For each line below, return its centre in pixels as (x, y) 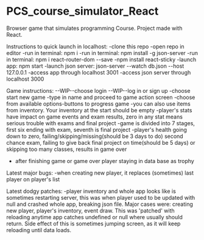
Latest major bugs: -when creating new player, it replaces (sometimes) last (100, 173)
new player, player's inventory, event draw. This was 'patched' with (90, 210)
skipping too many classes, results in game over (67, 149)
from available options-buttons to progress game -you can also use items (98, 104)
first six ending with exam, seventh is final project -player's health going (97, 129)
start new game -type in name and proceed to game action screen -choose (101, 97)
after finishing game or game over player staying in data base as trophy (105, 161)
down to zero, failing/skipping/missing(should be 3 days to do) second (95, 136)
